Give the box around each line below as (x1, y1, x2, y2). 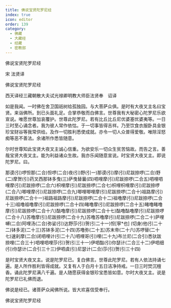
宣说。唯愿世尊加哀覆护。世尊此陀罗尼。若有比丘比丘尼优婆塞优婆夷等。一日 (5, 116, 166, 122)
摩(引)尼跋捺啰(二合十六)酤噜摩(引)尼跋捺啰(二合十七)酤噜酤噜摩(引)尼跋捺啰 (5, 207, 164, 214)
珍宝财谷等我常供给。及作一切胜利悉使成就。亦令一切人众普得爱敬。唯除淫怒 (5, 128, 166, 135)
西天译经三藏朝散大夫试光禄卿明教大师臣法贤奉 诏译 (5, 92, 117, 98)
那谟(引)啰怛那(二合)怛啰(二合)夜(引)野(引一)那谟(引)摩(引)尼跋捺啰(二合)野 (5, 169, 161, 176)
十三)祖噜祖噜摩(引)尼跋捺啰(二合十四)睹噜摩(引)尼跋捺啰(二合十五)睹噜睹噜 (5, 201, 163, 207)
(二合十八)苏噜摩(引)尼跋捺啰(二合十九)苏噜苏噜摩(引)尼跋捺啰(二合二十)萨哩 (5, 214, 164, 220)
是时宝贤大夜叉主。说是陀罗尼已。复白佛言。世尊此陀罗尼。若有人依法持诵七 (5, 257, 166, 263)
